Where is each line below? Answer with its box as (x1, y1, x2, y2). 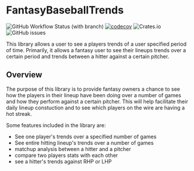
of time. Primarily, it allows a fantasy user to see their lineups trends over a (6, 46, 186, 53)
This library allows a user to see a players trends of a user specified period (6, 40, 186, 47)
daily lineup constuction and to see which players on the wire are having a (6, 104, 185, 111)
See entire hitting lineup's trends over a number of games (14, 139, 154, 146)
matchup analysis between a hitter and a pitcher (14, 145, 131, 152)
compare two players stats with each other (14, 152, 118, 159)
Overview (6, 70, 43, 80)
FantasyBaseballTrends (6, 4, 124, 17)
